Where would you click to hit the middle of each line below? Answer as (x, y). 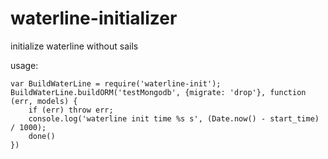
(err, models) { (44, 101)
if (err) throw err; (71, 110)
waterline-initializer (94, 18)
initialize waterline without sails (74, 46)
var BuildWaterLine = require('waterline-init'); (116, 83)
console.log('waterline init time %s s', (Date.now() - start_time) (174, 118)
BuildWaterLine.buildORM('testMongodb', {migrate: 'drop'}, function (158, 92)
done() (42, 136)
